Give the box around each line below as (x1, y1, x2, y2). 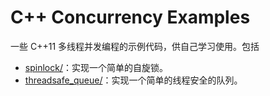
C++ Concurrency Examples (10, 6, 251, 29)
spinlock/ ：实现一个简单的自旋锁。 (24, 61, 168, 73)
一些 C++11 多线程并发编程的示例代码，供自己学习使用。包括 (10, 40, 260, 52)
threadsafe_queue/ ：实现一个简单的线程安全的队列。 (24, 74, 243, 86)
